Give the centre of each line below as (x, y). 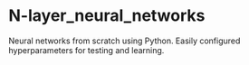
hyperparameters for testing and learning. (86, 50)
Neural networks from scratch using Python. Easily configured (124, 41)
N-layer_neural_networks (107, 16)
